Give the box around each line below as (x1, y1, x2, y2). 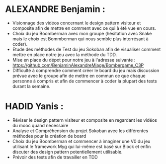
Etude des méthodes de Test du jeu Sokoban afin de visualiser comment (12, 46, 161, 52)
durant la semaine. (12, 83, 51, 89)
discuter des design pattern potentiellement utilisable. (12, 149, 123, 155)
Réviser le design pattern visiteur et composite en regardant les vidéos (12, 117, 158, 123)
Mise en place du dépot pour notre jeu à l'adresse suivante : (12, 57, 136, 63)
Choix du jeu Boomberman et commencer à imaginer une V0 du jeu (12, 138, 151, 144)
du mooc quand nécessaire (12, 122, 69, 128)
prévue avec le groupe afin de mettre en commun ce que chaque (12, 73, 146, 79)
